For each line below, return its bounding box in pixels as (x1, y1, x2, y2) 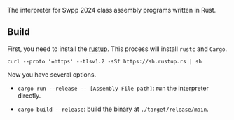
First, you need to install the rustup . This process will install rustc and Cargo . (7, 45, 228, 53)
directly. (17, 91, 41, 100)
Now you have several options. (7, 70, 97, 79)
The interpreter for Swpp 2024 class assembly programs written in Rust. (7, 6, 216, 14)
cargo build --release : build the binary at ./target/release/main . (17, 105, 209, 113)
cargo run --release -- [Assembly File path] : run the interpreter (17, 84, 209, 92)
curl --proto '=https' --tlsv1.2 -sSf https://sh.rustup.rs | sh (7, 58, 202, 65)
